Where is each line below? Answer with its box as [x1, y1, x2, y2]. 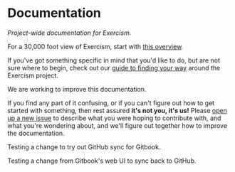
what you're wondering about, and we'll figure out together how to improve [7, 121, 228, 129]
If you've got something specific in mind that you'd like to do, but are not [7, 55, 221, 65]
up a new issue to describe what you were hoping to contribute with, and [7, 114, 221, 122]
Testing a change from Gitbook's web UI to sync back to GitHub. [7, 156, 197, 165]
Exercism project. [7, 71, 59, 80]
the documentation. [7, 129, 66, 137]
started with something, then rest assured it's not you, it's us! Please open [7, 106, 228, 114]
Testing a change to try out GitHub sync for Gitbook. [7, 142, 161, 151]
